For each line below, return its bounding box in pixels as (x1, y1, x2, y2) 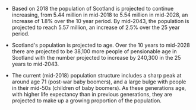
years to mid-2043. (11, 60, 59, 67)
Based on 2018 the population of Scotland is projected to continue (11, 5, 174, 12)
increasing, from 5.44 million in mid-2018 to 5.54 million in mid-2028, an (11, 11, 188, 18)
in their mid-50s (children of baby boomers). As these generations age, (11, 85, 186, 91)
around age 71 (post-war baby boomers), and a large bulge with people (11, 78, 186, 85)
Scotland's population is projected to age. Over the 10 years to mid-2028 (11, 41, 190, 48)
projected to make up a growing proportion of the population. (11, 97, 162, 104)
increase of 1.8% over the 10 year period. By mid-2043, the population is (11, 18, 189, 24)
